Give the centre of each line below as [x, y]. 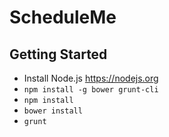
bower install [53, 111]
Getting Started [58, 54]
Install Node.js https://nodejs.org [91, 78]
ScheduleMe [63, 17]
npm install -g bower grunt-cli [91, 90]
